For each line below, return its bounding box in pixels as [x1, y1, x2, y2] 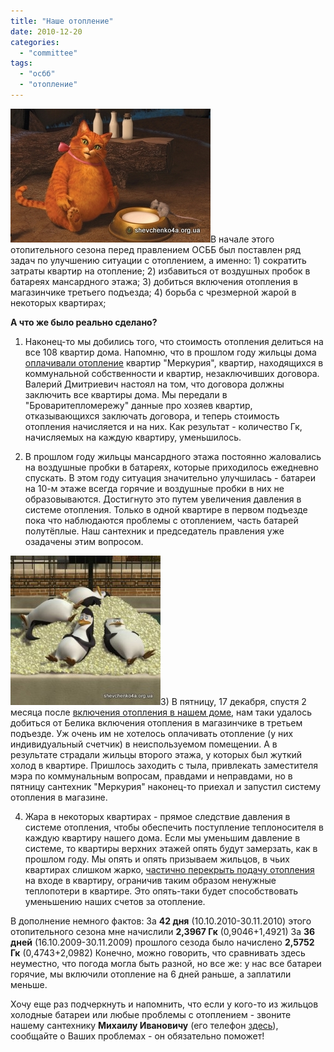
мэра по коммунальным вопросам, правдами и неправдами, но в [10, 770, 293, 782]
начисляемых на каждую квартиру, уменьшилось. [24, 431, 242, 443]
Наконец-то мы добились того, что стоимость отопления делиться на [24, 335, 324, 347]
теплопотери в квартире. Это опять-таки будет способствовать [24, 885, 298, 897]
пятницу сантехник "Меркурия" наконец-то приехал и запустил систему [10, 780, 322, 792]
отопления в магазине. [10, 791, 108, 803]
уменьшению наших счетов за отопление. [24, 895, 206, 907]
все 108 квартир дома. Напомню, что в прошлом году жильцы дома [24, 346, 317, 358]
